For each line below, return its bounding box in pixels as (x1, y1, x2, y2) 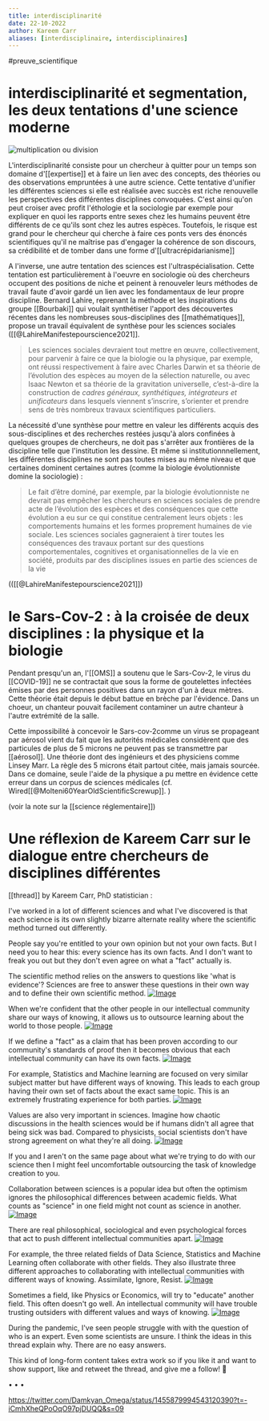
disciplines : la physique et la (8, 625, 205, 643)
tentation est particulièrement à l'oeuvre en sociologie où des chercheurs (8, 270, 251, 279)
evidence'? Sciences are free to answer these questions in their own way (8, 980, 250, 990)
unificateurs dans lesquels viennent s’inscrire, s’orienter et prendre (27, 397, 250, 406)
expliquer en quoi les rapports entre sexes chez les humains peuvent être (8, 212, 251, 222)
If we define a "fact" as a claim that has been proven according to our (8, 1036, 239, 1046)
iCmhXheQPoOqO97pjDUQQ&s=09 (8, 1404, 124, 1414)
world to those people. (8, 1021, 82, 1031)
